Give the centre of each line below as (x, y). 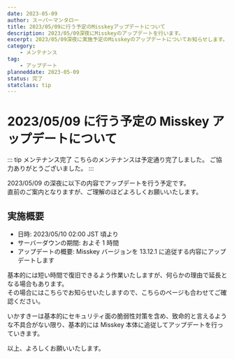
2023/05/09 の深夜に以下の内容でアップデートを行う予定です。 (98, 183)
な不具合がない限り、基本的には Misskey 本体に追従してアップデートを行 (112, 324)
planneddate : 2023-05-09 (43, 72)
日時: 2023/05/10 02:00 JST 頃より (68, 234)
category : (22, 46)
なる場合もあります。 (38, 284)
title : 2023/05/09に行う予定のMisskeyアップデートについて (86, 26)
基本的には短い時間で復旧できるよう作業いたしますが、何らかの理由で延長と (117, 275)
